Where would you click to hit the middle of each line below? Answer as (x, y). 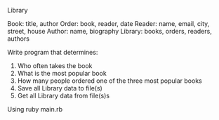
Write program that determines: (53, 52)
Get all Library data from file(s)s (64, 95)
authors (19, 39)
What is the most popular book (62, 73)
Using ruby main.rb (35, 109)
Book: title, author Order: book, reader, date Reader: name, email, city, (108, 24)
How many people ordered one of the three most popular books (109, 81)
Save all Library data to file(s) (60, 88)
